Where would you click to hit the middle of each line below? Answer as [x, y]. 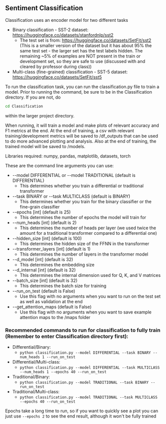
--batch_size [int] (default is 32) [45, 280]
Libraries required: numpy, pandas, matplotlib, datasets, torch [68, 156]
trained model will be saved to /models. [45, 146]
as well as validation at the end [51, 301]
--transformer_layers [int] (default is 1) [51, 249]
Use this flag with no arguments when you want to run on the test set [90, 296]
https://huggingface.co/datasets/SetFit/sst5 [57, 77]
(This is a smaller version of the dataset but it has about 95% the [86, 45]
